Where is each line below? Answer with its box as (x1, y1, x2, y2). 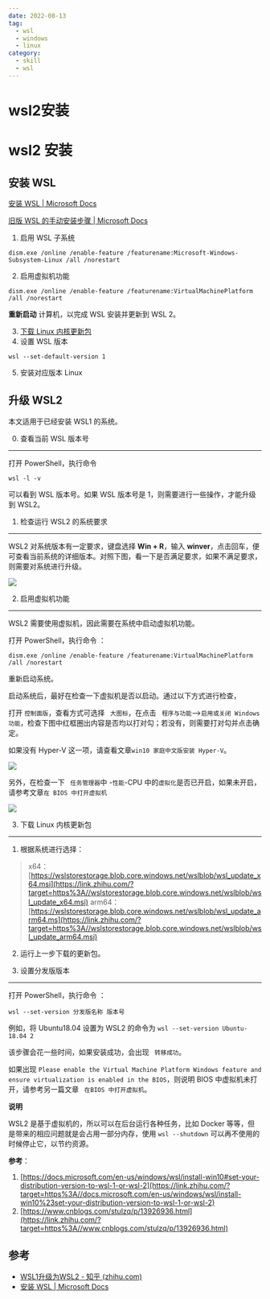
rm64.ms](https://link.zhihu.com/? (27, 915, 141, 925)
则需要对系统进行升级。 (8, 561, 86, 571)
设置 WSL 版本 (19, 336, 68, 346)
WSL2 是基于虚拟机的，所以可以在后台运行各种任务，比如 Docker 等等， (8, 1119, 248, 1128)
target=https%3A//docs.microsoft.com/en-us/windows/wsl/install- (19, 1189, 242, 1198)
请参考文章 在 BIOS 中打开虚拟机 (8, 787, 108, 797)
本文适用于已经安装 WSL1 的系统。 (8, 416, 122, 426)
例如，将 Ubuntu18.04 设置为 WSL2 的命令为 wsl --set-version (8, 1023, 219, 1032)
